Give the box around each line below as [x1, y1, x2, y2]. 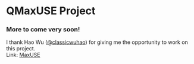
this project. [6, 45, 36, 52]
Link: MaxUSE [6, 52, 40, 59]
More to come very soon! [6, 25, 80, 34]
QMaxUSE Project [6, 4, 96, 18]
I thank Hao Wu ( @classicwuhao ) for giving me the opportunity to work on [6, 39, 189, 46]
